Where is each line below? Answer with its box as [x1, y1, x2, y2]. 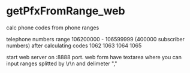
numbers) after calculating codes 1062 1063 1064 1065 [6, 42, 142, 49]
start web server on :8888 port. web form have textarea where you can [6, 53, 182, 60]
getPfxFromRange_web [6, 4, 125, 18]
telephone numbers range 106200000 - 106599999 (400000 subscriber [6, 35, 185, 42]
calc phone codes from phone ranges [6, 24, 99, 31]
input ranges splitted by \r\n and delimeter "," [6, 60, 117, 67]
